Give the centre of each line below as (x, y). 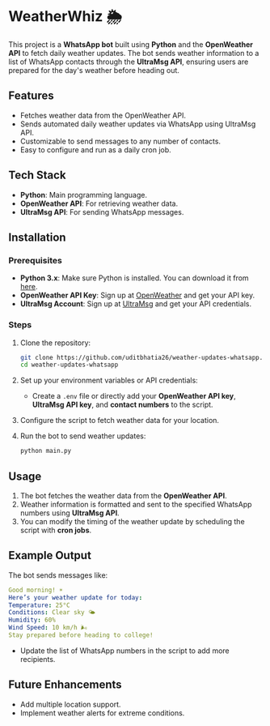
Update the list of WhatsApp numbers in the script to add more (124, 651)
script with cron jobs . (56, 530)
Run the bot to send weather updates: (83, 436)
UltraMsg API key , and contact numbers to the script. (122, 405)
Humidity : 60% (32, 620)
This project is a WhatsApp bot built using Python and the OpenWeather (131, 44)
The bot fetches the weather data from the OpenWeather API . (124, 495)
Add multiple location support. (70, 704)
